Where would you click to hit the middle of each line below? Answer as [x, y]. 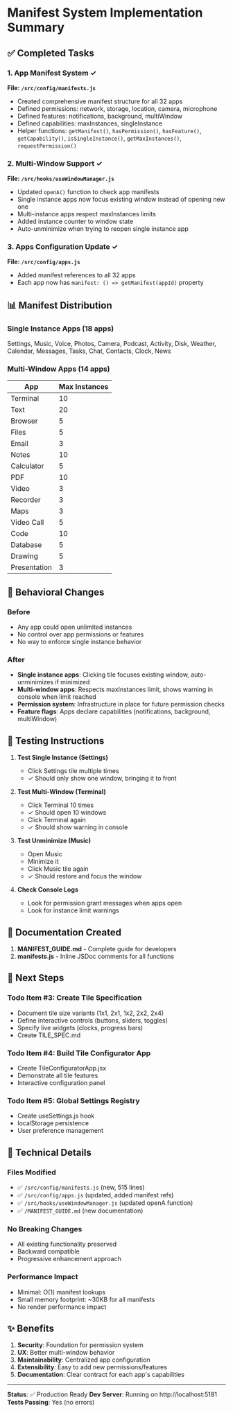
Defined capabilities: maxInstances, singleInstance [90, 123]
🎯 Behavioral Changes [56, 592]
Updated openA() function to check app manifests [88, 192]
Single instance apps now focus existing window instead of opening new [121, 200]
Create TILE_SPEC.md [49, 1035]
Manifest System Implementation [105, 13]
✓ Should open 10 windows [67, 813]
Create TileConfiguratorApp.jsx [62, 1068]
